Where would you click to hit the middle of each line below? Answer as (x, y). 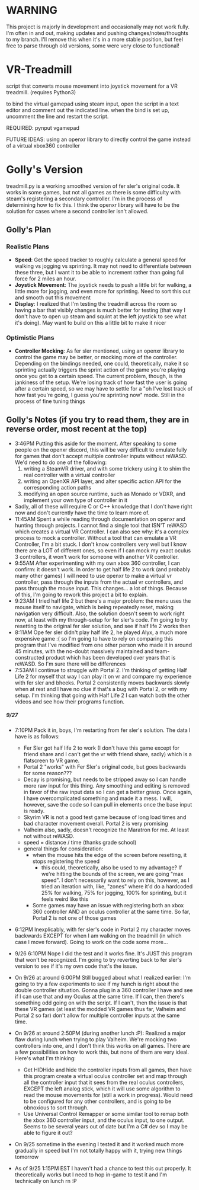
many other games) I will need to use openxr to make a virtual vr (93, 575)
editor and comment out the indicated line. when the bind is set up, (88, 110)
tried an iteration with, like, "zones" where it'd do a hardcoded (117, 886)
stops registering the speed (66, 861)
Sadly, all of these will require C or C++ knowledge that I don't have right (103, 506)
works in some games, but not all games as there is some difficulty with (94, 192)
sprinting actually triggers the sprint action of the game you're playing (100, 370)
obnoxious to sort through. (56, 1107)
